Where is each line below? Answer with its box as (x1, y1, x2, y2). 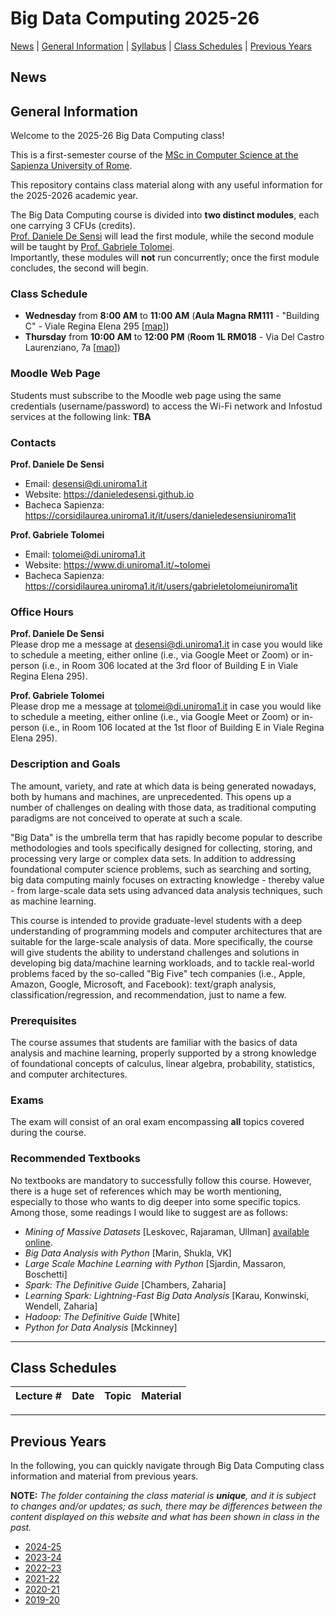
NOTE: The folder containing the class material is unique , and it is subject (10, 1490, 317, 1502)
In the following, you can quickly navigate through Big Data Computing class (10, 1460, 325, 1472)
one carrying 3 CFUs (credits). (10, 220, 136, 232)
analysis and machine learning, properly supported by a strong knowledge (10, 1047, 317, 1059)
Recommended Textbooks (10, 1152, 141, 1166)
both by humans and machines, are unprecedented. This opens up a (10, 790, 292, 802)
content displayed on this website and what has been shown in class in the (10, 1511, 320, 1523)
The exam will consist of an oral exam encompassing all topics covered (10, 1116, 305, 1128)
